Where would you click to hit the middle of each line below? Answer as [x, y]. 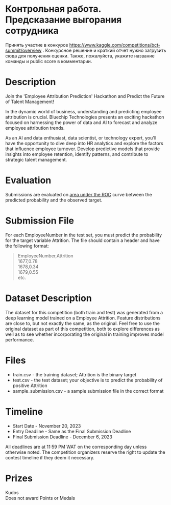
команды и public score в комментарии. [49, 61]
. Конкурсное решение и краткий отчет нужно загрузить [104, 50]
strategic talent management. [36, 159]
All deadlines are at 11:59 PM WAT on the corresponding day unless [76, 447]
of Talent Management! [30, 102]
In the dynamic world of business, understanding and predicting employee [83, 111]
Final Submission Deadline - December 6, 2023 [62, 437]
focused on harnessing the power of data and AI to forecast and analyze [81, 122]
